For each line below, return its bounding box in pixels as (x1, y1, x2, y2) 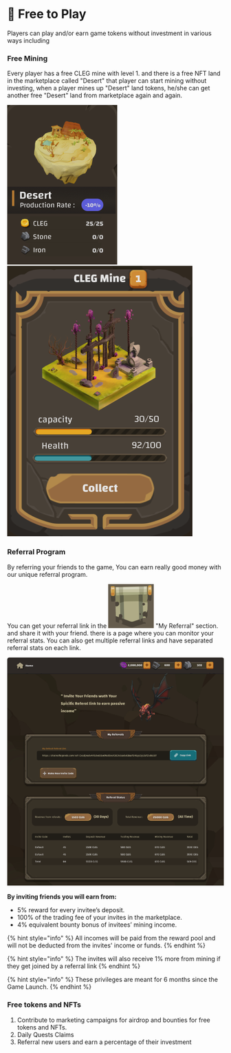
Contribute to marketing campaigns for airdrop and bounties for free (16, 1016, 211, 1024)
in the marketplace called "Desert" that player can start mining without (7, 77, 207, 85)
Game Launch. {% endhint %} (7, 983, 92, 991)
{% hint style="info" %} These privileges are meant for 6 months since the (7, 976, 219, 984)
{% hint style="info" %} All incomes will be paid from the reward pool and (7, 934, 216, 943)
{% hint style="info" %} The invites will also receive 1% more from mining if (7, 955, 221, 963)
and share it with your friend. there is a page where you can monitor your (7, 629, 214, 637)
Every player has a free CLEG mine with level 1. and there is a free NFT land (7, 69, 221, 78)
